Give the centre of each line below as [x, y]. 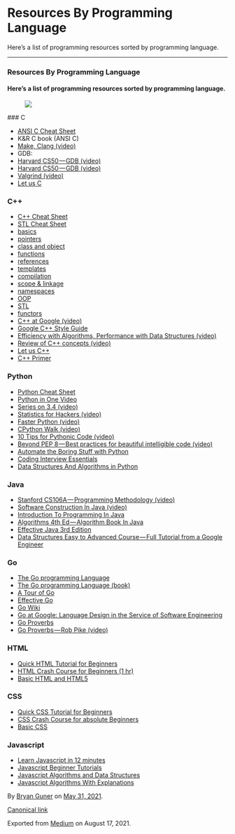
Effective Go [35, 600]
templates [32, 269]
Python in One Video [47, 399]
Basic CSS [32, 727]
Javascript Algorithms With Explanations [76, 783]
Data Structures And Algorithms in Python [78, 466]
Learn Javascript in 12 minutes [62, 760]
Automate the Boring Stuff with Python [73, 451]
